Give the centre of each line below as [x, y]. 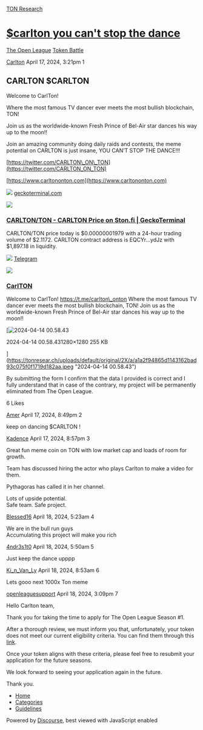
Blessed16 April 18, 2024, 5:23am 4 [50, 517]
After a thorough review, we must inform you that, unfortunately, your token [100, 629]
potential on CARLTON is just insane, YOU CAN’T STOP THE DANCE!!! [93, 150]
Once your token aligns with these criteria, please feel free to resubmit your [101, 654]
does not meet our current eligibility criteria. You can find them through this [100, 636]
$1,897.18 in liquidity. [32, 246]
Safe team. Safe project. [36, 505]
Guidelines [28, 709]
